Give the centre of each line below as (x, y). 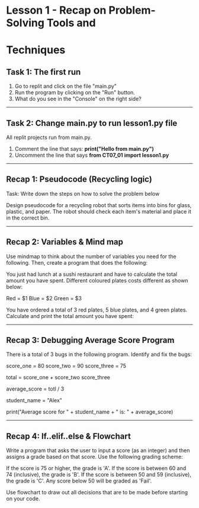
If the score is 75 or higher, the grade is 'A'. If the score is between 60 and (96, 468)
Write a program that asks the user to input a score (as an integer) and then (98, 450)
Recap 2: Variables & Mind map (65, 242)
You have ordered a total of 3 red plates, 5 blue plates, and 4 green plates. (97, 310)
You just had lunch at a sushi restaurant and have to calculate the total (92, 274)
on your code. (23, 499)
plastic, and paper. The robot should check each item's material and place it (99, 211)
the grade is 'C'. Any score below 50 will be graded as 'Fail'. (79, 481)
